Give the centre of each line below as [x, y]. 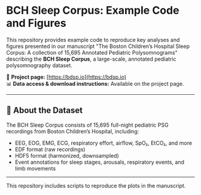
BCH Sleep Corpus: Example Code [93, 10]
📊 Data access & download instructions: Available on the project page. [95, 83]
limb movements [35, 168]
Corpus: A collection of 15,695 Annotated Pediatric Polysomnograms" [92, 52]
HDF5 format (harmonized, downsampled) [67, 155]
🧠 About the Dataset [44, 111]
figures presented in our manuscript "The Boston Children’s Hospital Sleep [98, 46]
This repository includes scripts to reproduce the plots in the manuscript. [96, 185]
